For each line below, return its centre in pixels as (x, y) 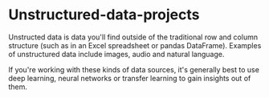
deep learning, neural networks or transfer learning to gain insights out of (130, 78)
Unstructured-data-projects (104, 15)
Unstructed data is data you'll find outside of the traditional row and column (133, 37)
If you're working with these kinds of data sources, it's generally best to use (134, 69)
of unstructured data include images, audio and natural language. (116, 54)
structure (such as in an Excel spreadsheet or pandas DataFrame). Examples (135, 45)
